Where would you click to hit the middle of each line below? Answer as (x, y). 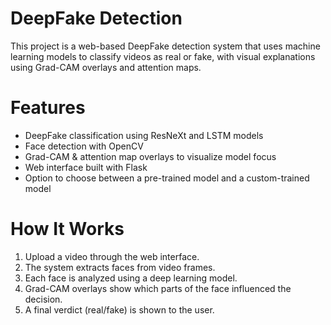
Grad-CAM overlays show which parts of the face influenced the (158, 288)
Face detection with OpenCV (84, 146)
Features (48, 108)
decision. (43, 299)
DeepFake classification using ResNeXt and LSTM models (144, 135)
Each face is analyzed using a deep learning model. (131, 278)
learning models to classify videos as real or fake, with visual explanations (163, 56)
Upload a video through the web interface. (112, 256)
